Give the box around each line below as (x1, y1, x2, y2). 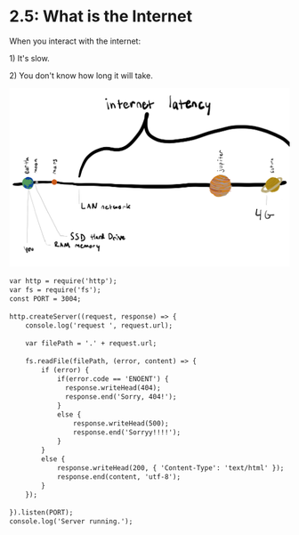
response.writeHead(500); (72, 419, 169, 428)
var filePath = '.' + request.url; (25, 339, 158, 348)
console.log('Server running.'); (9, 517, 133, 526)
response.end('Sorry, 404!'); (65, 393, 177, 401)
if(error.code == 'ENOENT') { (56, 375, 169, 384)
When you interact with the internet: (9, 36, 141, 46)
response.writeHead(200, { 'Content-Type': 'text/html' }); (56, 464, 285, 473)
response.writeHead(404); (65, 384, 162, 393)
